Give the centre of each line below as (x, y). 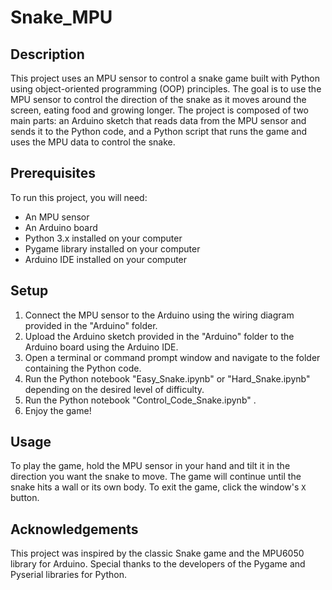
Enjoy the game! (58, 410)
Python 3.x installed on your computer (103, 238)
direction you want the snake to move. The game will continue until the (156, 477)
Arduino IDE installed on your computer (106, 259)
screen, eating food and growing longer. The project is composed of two (159, 110)
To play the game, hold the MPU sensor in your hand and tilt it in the (150, 466)
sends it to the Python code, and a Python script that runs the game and (158, 131)
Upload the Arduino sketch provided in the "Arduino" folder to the (159, 336)
